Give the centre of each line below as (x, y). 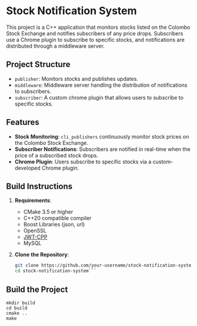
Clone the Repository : (42, 255)
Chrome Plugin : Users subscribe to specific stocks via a (83, 162)
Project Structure (38, 65)
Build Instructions (39, 186)
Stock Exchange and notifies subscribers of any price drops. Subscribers (95, 33)
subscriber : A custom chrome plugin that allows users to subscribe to (99, 97)
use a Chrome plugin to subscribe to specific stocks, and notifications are (96, 39)
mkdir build (21, 303)
